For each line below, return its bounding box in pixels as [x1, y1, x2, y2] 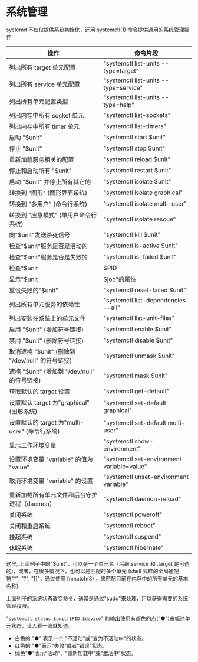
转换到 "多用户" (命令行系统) [9, 200, 88, 208]
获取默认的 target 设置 [9, 387, 71, 396]
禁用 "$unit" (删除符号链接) [9, 336, 84, 344]
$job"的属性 [103, 275, 137, 283]
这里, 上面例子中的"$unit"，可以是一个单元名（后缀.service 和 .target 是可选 [6, 560, 190, 567]
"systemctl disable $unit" [103, 336, 173, 344]
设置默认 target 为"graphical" [9, 398, 90, 406]
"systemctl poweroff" [103, 510, 163, 518]
